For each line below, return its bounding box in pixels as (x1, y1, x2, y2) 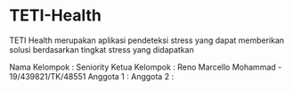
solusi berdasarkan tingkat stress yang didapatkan (9, 44, 194, 54)
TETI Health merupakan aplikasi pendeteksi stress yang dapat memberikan (9, 35, 285, 45)
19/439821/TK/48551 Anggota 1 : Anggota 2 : (9, 70, 175, 81)
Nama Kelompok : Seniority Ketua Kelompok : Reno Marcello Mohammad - (9, 62, 282, 72)
